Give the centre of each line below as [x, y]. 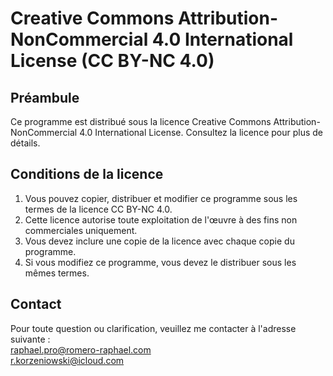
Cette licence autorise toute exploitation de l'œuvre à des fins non [161, 219]
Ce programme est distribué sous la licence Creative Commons [141, 121]
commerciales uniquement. [81, 230]
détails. [25, 143]
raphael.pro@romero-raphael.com [81, 349]
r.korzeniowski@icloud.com [67, 360]
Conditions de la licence [87, 174]
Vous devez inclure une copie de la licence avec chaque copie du [159, 241]
